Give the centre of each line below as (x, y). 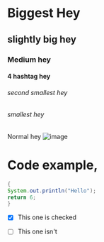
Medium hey (29, 60)
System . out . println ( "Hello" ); (52, 191)
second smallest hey (37, 92)
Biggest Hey (44, 13)
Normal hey (24, 136)
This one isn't (37, 231)
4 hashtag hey (29, 77)
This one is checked (47, 217)
